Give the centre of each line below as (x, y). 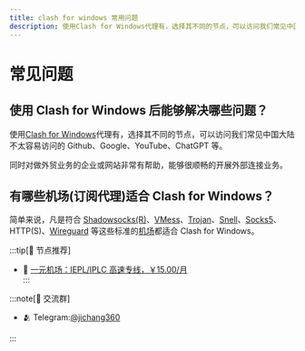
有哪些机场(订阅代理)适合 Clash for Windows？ (142, 196)
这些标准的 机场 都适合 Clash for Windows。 (179, 231)
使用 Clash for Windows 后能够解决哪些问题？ (139, 110)
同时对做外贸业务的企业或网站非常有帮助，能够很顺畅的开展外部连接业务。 (148, 165)
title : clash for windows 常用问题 (74, 18)
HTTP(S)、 (30, 231)
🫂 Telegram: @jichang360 (71, 317)
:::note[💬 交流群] (40, 299)
